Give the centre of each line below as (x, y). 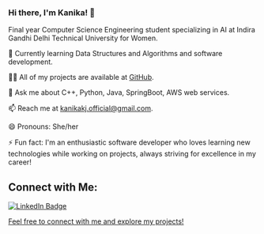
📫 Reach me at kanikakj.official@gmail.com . (81, 108)
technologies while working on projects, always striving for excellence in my (132, 154)
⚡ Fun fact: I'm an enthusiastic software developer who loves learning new (129, 142)
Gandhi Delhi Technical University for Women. (83, 38)
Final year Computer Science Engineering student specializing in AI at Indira (132, 30)
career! (20, 162)
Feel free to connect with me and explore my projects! (96, 221)
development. (30, 62)
